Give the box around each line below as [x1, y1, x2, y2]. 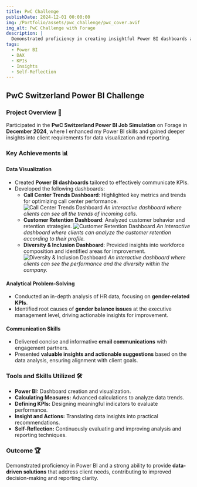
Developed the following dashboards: [14, 185, 106, 192]
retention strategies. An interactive [23, 223, 191, 230]
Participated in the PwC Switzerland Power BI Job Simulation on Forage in [6, 121, 188, 128]
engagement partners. [14, 345, 69, 352]
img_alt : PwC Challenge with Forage [6, 25, 96, 31]
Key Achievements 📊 [6, 149, 69, 157]
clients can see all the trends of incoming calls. [23, 210, 138, 218]
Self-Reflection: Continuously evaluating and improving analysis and [14, 425, 182, 432]
